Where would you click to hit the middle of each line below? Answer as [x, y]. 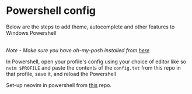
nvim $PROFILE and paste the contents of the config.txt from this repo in [93, 67]
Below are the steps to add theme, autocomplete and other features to [90, 27]
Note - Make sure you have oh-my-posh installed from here [78, 50]
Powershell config [51, 11]
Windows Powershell [31, 32]
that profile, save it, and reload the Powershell [61, 74]
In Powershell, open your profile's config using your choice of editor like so [96, 62]
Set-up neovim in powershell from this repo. [59, 85]
